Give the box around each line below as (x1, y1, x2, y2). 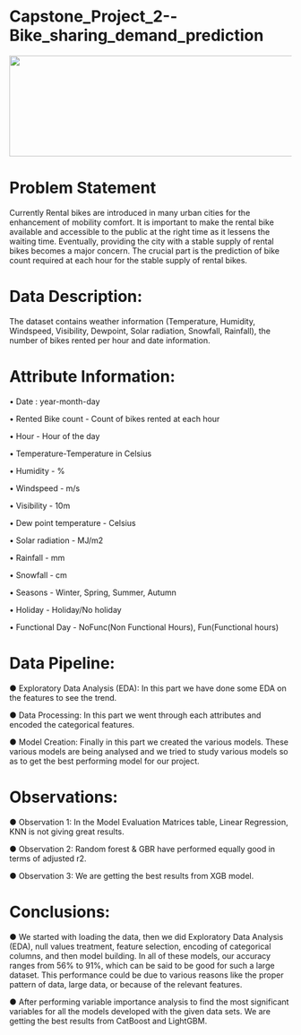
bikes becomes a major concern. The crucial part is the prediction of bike (9, 245, 280, 256)
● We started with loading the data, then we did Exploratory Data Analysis (9, 931, 284, 942)
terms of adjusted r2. (9, 853, 87, 864)
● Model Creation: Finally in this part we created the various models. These (9, 737, 289, 747)
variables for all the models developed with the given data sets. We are (9, 1005, 271, 1016)
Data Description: (9, 287, 143, 306)
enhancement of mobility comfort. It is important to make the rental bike (9, 217, 275, 228)
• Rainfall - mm (9, 552, 65, 563)
